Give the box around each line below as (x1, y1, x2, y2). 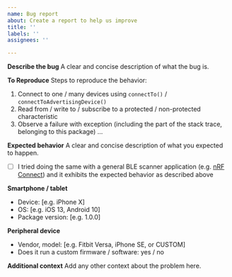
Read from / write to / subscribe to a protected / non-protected (17, 105, 202, 113)
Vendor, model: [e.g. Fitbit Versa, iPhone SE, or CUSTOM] (17, 240, 186, 249)
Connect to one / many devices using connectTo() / (17, 90, 168, 98)
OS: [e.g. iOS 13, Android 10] (17, 205, 100, 214)
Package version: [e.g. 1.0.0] (17, 213, 101, 222)
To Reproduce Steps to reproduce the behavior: (7, 76, 147, 85)
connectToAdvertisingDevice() (17, 98, 108, 106)
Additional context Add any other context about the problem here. (7, 261, 202, 270)
